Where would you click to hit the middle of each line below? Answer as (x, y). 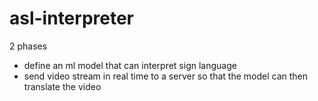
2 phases (28, 46)
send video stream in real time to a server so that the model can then (165, 76)
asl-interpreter (72, 18)
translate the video (62, 86)
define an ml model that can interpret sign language (130, 65)
